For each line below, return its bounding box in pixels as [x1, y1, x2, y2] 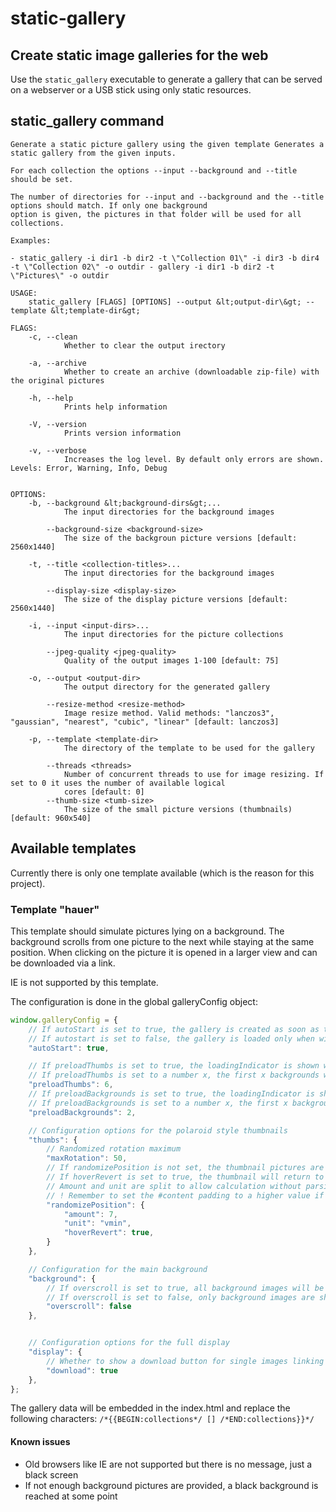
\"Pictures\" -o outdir [10, 270, 110, 281]
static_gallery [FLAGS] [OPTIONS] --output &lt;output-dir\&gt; [28, 297, 302, 307]
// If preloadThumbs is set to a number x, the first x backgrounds [28, 1070, 320, 1081]
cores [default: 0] [63, 787, 145, 797]
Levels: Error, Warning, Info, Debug [10, 463, 168, 473]
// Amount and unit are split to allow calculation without [46, 1181, 302, 1191]
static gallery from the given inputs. [10, 148, 177, 158]
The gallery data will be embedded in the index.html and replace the [10, 1402, 291, 1414]
